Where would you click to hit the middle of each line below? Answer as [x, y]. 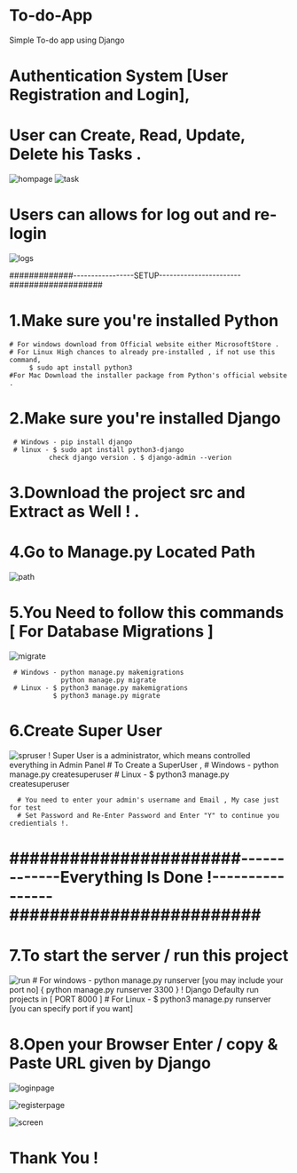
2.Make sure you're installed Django [145, 419]
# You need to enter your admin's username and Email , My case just [148, 800]
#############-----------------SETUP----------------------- [125, 275]
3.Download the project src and [127, 493]
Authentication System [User [119, 76]
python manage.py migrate [109, 680]
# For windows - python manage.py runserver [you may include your [158, 980]
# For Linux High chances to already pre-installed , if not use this [142, 352]
